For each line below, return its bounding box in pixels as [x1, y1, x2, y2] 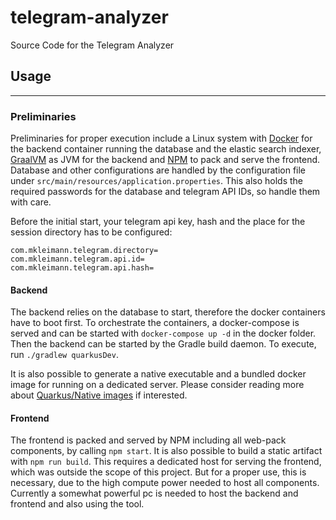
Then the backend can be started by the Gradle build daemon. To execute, [10, 338, 317, 350]
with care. [10, 196, 52, 208]
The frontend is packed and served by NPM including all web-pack [10, 434, 287, 446]
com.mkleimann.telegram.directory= [10, 246, 159, 256]
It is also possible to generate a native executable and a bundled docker [10, 368, 307, 380]
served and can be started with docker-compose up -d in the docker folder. [10, 327, 317, 340]
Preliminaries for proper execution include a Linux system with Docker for [10, 132, 313, 145]
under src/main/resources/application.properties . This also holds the [10, 175, 303, 187]
